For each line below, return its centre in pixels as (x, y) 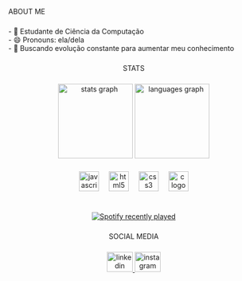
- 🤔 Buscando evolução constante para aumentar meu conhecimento (121, 48)
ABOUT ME (27, 12)
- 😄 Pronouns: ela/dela (47, 40)
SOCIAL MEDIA (134, 236)
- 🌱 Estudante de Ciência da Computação (76, 31)
